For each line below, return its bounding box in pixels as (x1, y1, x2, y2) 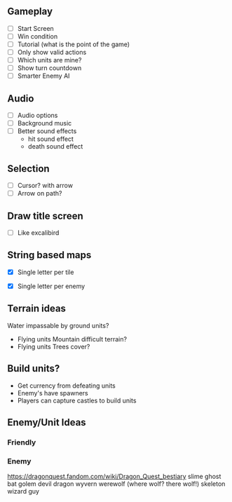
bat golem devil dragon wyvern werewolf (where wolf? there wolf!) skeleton (7, 480, 226, 488)
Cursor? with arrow (17, 182, 74, 190)
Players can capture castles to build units (17, 396, 137, 405)
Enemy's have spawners (17, 388, 89, 397)
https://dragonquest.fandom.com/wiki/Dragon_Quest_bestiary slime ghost (7, 473, 221, 481)
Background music (17, 119, 72, 128)
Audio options (17, 111, 58, 120)
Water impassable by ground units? (7, 321, 109, 330)
